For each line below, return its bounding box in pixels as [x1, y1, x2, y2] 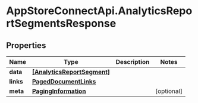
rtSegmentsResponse [6, 17, 117, 30]
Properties [6, 40, 46, 50]
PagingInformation [32, 87, 86, 95]
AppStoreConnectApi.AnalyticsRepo [6, 4, 193, 18]
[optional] [155, 87, 183, 95]
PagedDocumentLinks [32, 78, 96, 85]
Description [115, 58, 150, 66]
